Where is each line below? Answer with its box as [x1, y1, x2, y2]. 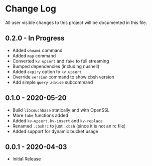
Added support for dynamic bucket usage [12, 128, 99, 134]
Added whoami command [12, 47, 63, 53]
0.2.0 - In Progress [5, 34, 65, 42]
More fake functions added [12, 112, 68, 118]
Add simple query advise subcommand [12, 79, 93, 85]
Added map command [12, 52, 56, 58]
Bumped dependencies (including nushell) [12, 63, 100, 69]
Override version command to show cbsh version [12, 73, 115, 80]
